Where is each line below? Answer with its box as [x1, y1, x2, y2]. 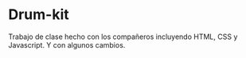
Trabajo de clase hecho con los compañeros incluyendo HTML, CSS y [8, 32, 238, 41]
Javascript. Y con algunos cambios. [8, 40, 126, 49]
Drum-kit [8, 6, 69, 24]
